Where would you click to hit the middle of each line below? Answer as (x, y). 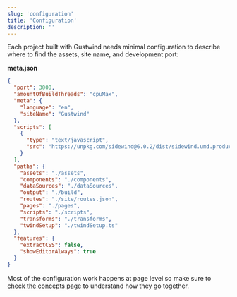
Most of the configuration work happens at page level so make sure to (109, 278)
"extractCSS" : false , (51, 245)
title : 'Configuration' (42, 20)
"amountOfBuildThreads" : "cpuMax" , (66, 95)
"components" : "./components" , (66, 180)
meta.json (23, 68)
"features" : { (34, 238)
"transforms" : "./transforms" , (66, 219)
